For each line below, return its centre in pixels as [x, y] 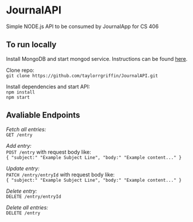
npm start [18, 97]
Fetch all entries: [26, 129]
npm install [20, 92]
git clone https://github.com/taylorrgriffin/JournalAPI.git [82, 76]
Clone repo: [20, 70]
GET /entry [19, 135]
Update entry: [23, 168]
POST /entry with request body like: [49, 152]
